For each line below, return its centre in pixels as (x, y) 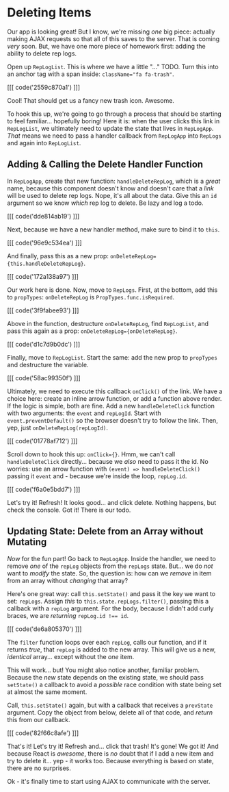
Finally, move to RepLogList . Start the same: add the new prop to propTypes (112, 357)
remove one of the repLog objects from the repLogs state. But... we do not (110, 566)
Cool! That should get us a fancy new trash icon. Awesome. (91, 100)
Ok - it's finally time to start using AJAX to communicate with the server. (109, 781)
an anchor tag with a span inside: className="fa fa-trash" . (91, 74)
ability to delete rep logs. (42, 53)
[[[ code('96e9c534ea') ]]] (44, 243)
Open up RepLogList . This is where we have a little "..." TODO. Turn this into (113, 66)
